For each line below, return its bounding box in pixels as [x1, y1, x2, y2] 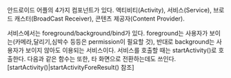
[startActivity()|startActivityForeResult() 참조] [7, 64, 134, 71]
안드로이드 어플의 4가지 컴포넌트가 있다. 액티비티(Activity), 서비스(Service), [7, 6, 212, 14]
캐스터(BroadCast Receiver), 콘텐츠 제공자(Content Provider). [14, 14, 185, 23]
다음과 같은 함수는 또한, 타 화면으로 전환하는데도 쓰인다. [27, 55, 177, 63]
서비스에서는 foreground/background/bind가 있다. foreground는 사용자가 [7, 29, 208, 37]
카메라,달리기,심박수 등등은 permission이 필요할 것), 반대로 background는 [14, 38, 215, 46]
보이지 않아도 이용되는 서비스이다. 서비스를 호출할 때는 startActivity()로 [25, 47, 217, 54]
